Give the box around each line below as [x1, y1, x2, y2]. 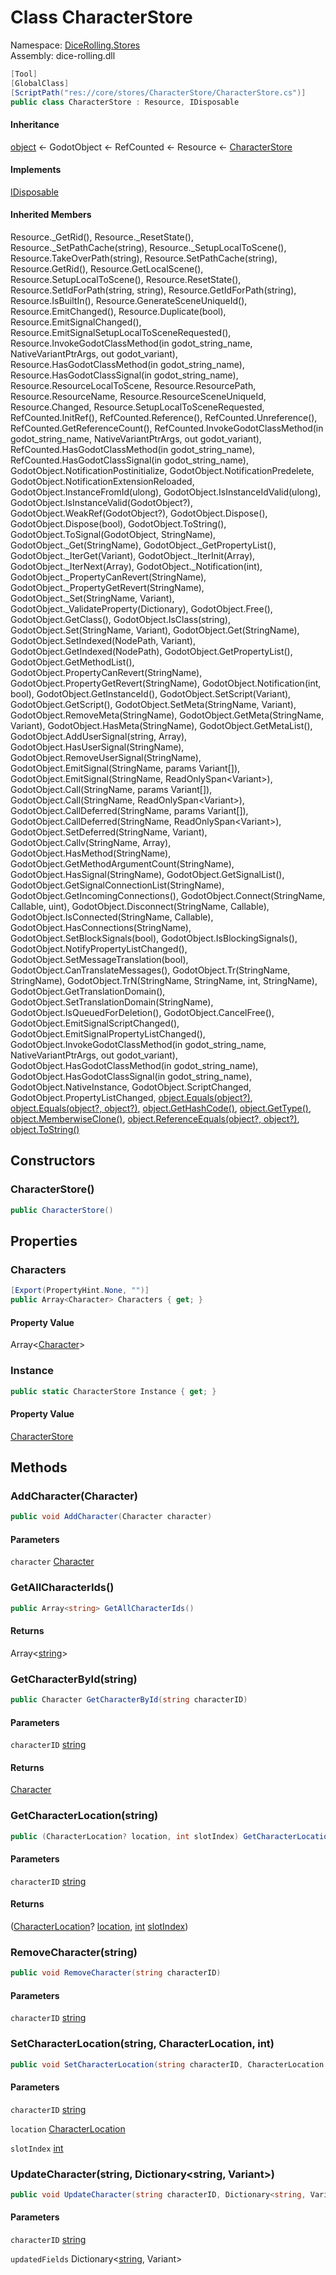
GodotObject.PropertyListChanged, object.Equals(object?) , [10, 1092, 253, 1104]
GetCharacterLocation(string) [10, 1809, 159, 1823]
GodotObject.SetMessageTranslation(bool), [10, 954, 189, 966]
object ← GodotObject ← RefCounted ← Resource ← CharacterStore [10, 141, 293, 153]
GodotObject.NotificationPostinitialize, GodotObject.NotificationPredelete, [10, 465, 315, 477]
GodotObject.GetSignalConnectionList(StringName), [10, 879, 225, 891]
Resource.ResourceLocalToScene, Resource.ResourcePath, [10, 380, 257, 392]
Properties [10, 1233, 78, 1250]
